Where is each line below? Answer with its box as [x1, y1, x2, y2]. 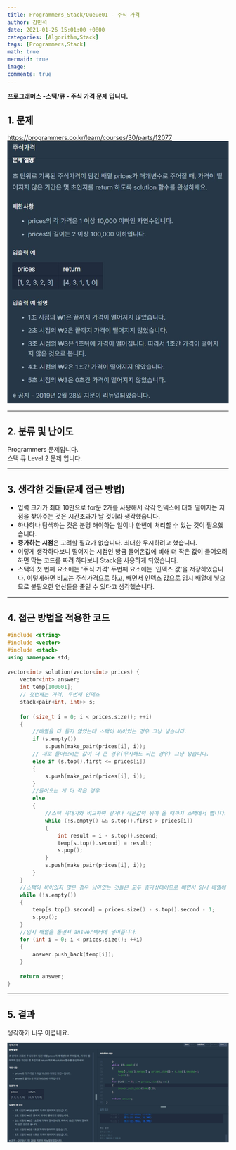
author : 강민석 [7, 18, 48, 26]
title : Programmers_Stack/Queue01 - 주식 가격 [7, 11, 140, 18]
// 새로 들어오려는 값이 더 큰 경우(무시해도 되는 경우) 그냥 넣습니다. [32, 750, 210, 758]
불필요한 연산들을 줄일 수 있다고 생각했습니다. [30, 583, 155, 591]
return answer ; [20, 973, 65, 980]
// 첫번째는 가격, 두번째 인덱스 [20, 691, 100, 698]
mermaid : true [7, 56, 49, 63]
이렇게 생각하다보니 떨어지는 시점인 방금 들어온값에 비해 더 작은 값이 [17, 548, 204, 556]
